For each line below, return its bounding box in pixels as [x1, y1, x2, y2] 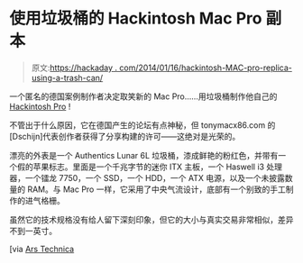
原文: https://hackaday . [31, 62, 118, 73]
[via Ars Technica [9, 243, 75, 254]
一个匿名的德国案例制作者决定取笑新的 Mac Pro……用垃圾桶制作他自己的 [9, 91, 278, 102]
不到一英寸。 [9, 225, 57, 236]
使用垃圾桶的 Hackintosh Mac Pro [9, 8, 262, 29]
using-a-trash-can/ [31, 72, 104, 83]
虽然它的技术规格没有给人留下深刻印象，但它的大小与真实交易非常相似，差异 [9, 213, 294, 225]
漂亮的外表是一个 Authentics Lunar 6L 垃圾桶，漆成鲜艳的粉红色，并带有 [9, 150, 279, 160]
